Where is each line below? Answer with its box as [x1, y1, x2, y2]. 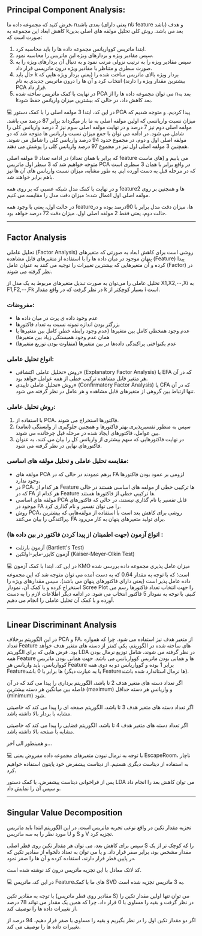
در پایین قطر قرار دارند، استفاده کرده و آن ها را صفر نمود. [7, 854, 135, 861]
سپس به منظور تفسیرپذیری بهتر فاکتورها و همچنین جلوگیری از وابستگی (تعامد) [15, 423, 191, 430]
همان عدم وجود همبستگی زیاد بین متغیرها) [15, 333, 110, 340]
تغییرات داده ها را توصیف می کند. [7, 923, 81, 930]
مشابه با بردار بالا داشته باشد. [7, 709, 73, 717]
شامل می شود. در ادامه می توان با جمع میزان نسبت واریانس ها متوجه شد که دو [7, 129, 185, 137]
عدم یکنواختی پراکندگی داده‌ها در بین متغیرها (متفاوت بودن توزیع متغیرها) [15, 340, 177, 347]
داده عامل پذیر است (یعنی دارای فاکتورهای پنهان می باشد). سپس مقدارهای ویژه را [7, 577, 191, 585]
